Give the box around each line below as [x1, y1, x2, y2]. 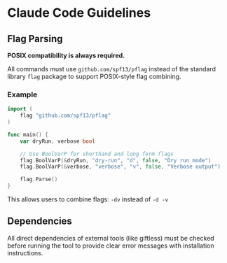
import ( [7, 106, 33, 113]
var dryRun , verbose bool [20, 138, 96, 145]
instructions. [7, 248, 43, 257]
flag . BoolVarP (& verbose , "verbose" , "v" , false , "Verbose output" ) [20, 163, 221, 171]
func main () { [7, 131, 49, 138]
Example [7, 90, 38, 99]
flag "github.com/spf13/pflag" [20, 112, 111, 120]
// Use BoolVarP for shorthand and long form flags [20, 150, 174, 157]
